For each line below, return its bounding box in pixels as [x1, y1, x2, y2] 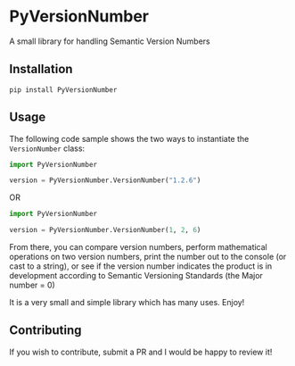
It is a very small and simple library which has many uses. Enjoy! [9, 297, 245, 308]
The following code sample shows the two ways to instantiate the [9, 133, 250, 144]
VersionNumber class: [9, 143, 86, 154]
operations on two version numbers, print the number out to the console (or [9, 252, 287, 262]
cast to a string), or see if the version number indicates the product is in [9, 261, 273, 271]
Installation [9, 62, 73, 77]
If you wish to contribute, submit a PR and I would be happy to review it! [9, 346, 273, 357]
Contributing [9, 323, 82, 338]
